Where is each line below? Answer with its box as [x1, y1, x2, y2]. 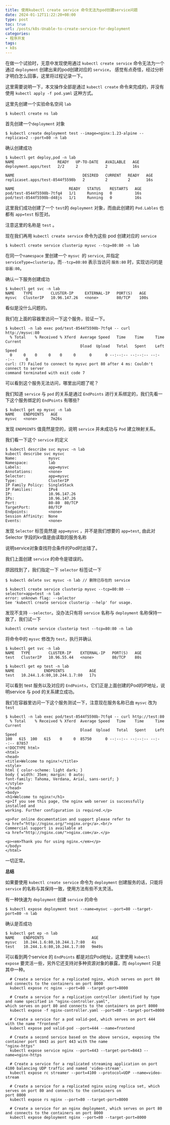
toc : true [5, 21, 26, 27]
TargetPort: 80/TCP [5, 505, 62, 510]
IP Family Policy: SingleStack [5, 482, 74, 487]
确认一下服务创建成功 [5, 276, 50, 282]
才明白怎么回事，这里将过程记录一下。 [5, 72, 85, 79]
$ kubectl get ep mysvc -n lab [5, 407, 72, 412]
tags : [5, 41, 17, 46]
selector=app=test [5, 591, 44, 596]
